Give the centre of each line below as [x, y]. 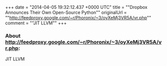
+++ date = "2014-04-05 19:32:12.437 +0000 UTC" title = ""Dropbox [76, 7]
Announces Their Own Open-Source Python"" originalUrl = [66, 12]
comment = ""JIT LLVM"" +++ [36, 23]
